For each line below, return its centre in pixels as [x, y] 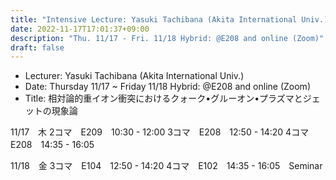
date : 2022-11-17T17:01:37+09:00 [80, 29]
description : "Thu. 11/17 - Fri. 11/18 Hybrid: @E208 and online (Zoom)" [167, 38]
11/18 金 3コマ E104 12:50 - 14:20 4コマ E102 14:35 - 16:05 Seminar [166, 166]
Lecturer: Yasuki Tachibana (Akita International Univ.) [134, 76]
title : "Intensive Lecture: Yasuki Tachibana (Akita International [154, 19]
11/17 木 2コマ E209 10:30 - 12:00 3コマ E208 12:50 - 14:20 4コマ [160, 132]
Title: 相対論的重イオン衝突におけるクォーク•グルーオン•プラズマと [163, 98]
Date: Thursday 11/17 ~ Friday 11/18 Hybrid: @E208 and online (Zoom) [167, 87]
